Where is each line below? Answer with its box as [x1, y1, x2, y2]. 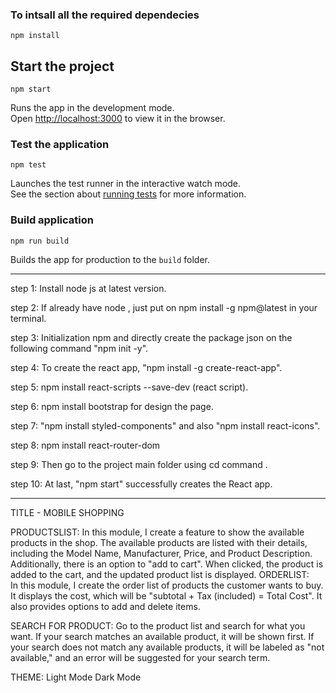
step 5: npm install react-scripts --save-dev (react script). [10, 381, 249, 393]
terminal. [10, 312, 47, 324]
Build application [10, 213, 94, 227]
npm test [10, 160, 47, 170]
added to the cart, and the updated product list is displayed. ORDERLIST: [10, 568, 310, 580]
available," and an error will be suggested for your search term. [10, 651, 271, 663]
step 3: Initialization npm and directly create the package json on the [10, 331, 293, 343]
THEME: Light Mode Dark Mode [10, 671, 142, 683]
